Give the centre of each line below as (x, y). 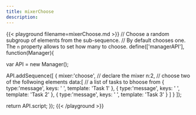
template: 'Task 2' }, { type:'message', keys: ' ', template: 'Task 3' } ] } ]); (94, 94)
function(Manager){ (30, 52)
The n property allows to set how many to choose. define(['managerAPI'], (95, 46)
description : (22, 17)
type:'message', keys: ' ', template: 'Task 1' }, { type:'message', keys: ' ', (93, 88)
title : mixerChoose (30, 11)
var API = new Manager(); (37, 64)
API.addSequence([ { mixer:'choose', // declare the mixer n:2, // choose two (98, 75)
